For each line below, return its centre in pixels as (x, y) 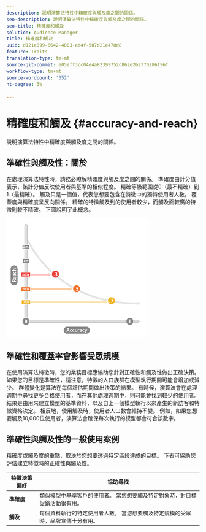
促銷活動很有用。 (61, 503)
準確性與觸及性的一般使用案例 (63, 440)
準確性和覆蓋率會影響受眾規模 (63, 356)
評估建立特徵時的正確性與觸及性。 (49, 463)
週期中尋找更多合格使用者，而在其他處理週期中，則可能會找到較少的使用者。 (103, 395)
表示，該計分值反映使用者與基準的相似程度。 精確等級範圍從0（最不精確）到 (103, 187)
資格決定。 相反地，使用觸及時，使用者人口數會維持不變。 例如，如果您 (101, 411)
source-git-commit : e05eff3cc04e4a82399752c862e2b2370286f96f (87, 64)
